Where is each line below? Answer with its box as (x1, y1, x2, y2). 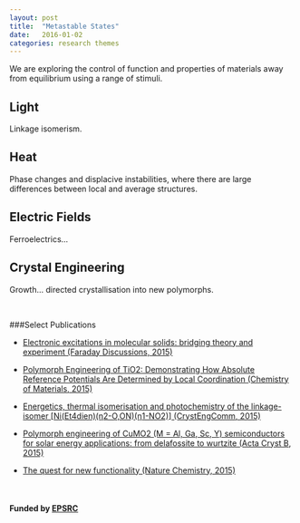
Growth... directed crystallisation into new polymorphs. (9, 284, 215, 295)
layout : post (9, 13, 59, 23)
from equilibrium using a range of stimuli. (9, 73, 163, 84)
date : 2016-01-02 (9, 30, 83, 39)
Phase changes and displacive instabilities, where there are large (9, 173, 252, 184)
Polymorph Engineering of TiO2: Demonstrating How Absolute (22, 363, 256, 374)
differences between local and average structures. (9, 183, 198, 194)
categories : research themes (9, 38, 120, 48)
